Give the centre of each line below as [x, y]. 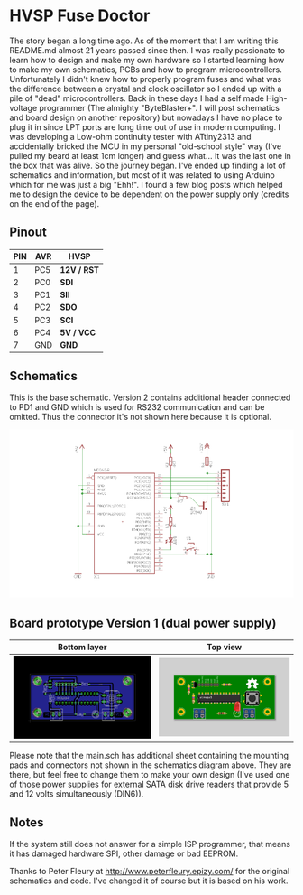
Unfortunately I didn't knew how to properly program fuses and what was [146, 79]
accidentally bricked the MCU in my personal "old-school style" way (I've [146, 146]
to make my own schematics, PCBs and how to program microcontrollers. [146, 70]
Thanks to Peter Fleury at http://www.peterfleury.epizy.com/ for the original [150, 872]
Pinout [28, 233]
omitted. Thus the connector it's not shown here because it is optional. [141, 417]
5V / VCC [78, 332]
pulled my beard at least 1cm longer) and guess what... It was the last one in [150, 155]
